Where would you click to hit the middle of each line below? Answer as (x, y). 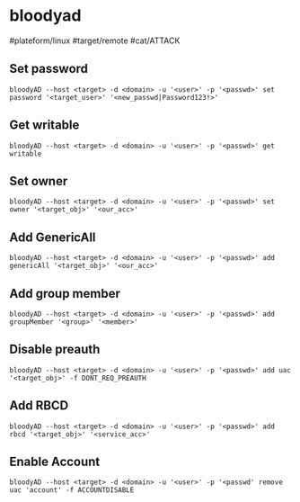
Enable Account (55, 462)
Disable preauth (55, 350)
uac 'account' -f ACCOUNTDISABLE (72, 490)
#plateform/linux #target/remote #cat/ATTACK (95, 40)
